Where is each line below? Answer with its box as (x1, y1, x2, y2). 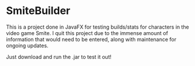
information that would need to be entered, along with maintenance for (6, 36, 177, 43)
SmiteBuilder (6, 4, 70, 18)
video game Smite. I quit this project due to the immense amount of (6, 29, 169, 36)
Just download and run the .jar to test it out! (6, 53, 112, 60)
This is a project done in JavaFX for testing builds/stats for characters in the (6, 23, 189, 30)
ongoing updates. (6, 42, 49, 49)
